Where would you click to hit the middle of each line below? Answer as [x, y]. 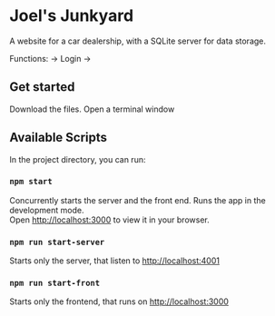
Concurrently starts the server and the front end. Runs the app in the [137, 200]
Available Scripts [58, 138]
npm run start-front [55, 283]
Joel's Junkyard [72, 16]
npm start [31, 182]
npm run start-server [57, 242]
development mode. [47, 210]
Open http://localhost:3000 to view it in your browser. [110, 220]
